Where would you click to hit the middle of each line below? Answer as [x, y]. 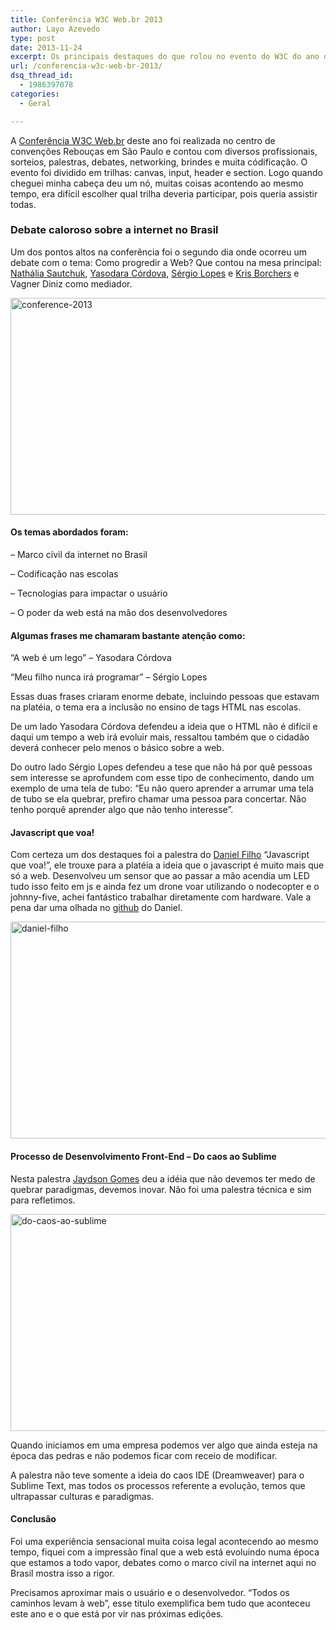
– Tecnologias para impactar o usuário [89, 593]
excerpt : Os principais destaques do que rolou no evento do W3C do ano [165, 57]
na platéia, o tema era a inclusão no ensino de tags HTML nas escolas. [156, 707]
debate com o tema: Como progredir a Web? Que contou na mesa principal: [166, 262]
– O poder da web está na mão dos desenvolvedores [119, 612]
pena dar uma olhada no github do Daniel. [96, 908]
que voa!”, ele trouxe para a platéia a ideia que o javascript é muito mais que [167, 865]
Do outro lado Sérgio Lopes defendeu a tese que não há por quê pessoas [161, 767]
